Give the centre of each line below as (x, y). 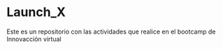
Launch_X (36, 12)
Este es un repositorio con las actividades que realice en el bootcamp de (111, 31)
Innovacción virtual (34, 38)
